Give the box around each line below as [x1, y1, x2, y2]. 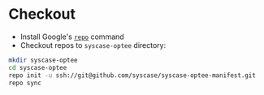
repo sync [8, 79, 42, 87]
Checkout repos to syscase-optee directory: [19, 40, 167, 50]
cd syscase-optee [8, 63, 67, 71]
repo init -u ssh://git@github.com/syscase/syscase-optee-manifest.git [8, 71, 256, 80]
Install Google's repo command [19, 32, 124, 41]
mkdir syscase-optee [8, 56, 79, 64]
